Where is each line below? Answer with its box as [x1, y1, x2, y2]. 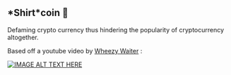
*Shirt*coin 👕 [7, 7, 69, 19]
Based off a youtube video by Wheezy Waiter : [7, 46, 143, 55]
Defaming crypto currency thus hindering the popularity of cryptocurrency [7, 25, 225, 34]
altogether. [7, 33, 39, 41]
